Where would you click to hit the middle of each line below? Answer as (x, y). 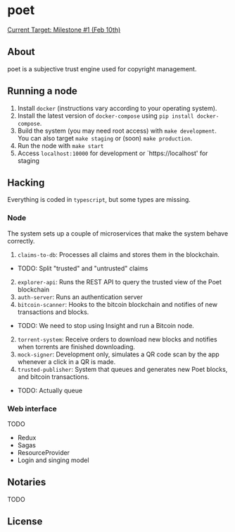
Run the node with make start (61, 145)
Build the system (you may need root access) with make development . (117, 131)
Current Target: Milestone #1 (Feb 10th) (64, 30)
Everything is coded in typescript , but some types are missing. (99, 200)
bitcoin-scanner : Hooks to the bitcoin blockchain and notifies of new (118, 304)
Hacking (26, 182)
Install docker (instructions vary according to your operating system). (117, 108)
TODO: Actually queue (50, 390)
